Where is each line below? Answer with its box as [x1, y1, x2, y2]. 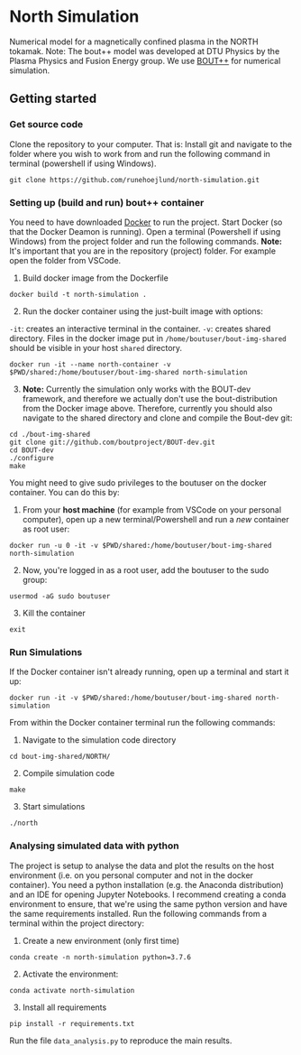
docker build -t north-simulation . [9, 290, 147, 299]
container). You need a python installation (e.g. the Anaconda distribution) [9, 879, 284, 890]
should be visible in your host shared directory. [9, 342, 183, 353]
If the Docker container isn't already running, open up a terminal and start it [9, 666, 289, 678]
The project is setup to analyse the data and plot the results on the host [9, 860, 275, 871]
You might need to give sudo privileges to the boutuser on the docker [9, 477, 268, 488]
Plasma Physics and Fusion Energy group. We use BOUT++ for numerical [9, 55, 281, 66]
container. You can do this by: [9, 486, 120, 497]
